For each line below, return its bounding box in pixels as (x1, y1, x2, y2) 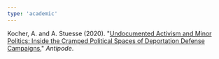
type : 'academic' (7, 10, 58, 17)
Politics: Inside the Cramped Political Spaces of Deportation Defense (7, 36, 205, 45)
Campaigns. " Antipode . (7, 44, 74, 52)
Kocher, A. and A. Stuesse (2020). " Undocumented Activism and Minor (7, 29, 212, 37)
